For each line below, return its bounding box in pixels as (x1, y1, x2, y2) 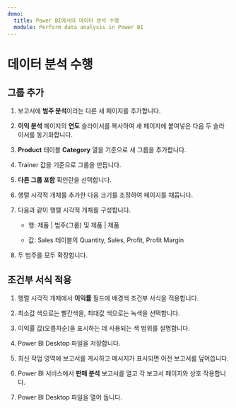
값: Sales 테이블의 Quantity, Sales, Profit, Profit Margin (28, 236, 184, 244)
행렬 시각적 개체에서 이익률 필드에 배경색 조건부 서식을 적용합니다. (17, 294, 199, 302)
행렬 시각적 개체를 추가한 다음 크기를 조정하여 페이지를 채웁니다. (17, 191, 193, 199)
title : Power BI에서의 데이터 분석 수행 (13, 17, 119, 24)
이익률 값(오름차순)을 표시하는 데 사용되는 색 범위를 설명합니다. (17, 324, 191, 333)
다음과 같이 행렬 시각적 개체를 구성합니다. (17, 206, 131, 215)
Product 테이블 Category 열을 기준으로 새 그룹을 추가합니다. (17, 146, 187, 154)
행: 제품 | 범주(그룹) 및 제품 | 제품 (28, 221, 120, 229)
